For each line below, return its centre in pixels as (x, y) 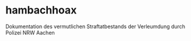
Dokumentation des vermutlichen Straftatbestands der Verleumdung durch (95, 26)
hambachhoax (41, 10)
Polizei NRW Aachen (30, 32)
